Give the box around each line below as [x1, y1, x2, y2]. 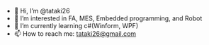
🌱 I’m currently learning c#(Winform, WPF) [13, 22, 139, 30]
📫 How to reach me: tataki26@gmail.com [13, 30, 137, 38]
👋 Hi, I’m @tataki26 [13, 7, 70, 15]
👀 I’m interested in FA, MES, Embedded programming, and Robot [13, 14, 203, 22]
